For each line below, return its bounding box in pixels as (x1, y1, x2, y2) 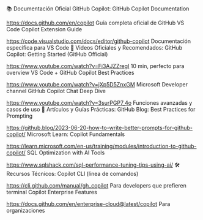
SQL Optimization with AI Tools (26, 149, 105, 156)
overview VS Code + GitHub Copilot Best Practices (6, 69, 135, 76)
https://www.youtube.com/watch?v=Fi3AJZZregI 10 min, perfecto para (6, 63, 185, 69)
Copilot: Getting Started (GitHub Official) (6, 51, 108, 58)
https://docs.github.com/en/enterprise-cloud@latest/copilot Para (6, 200, 171, 207)
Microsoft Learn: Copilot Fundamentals (26, 131, 125, 138)
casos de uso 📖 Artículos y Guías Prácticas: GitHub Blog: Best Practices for (6, 106, 196, 113)
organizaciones (6, 207, 45, 214)
